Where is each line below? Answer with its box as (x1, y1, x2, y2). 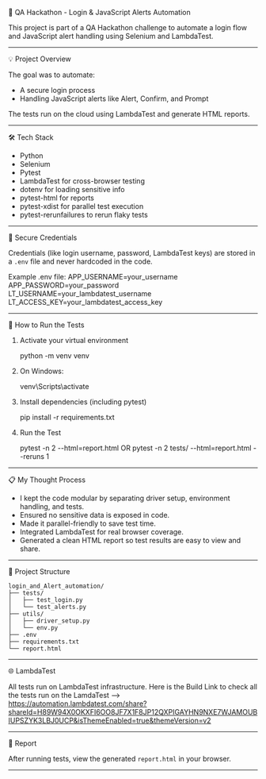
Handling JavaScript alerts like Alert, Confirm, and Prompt (19, 94, 209, 103)
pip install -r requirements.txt (19, 413, 115, 422)
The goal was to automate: (8, 70, 95, 79)
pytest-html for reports (19, 193, 95, 202)
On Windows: (19, 366, 64, 376)
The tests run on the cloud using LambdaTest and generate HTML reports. (8, 110, 250, 118)
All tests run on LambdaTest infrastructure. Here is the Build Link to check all (8, 682, 257, 691)
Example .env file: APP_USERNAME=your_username (8, 272, 178, 281)
